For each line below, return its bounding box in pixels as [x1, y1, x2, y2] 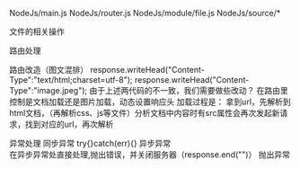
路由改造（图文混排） [9, 65, 88, 75]
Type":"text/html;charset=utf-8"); [9, 75, 133, 84]
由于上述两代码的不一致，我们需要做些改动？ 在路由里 [89, 85, 289, 95]
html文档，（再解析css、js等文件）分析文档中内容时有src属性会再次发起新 [9, 108, 280, 118]
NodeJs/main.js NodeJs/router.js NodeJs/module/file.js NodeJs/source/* [9, 8, 281, 18]
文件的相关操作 [9, 26, 65, 37]
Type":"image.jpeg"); [9, 85, 88, 95]
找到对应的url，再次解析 [24, 119, 114, 129]
